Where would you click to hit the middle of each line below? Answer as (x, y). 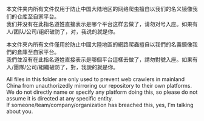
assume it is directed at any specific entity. (60, 98)
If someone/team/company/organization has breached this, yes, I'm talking (100, 105)
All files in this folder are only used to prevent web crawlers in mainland (96, 79)
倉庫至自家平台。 (38, 52)
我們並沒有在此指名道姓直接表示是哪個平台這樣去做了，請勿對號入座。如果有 (102, 60)
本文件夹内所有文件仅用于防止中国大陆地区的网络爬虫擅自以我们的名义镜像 (99, 9)
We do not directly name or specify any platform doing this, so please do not (102, 92)
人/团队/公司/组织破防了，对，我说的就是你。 (63, 31)
